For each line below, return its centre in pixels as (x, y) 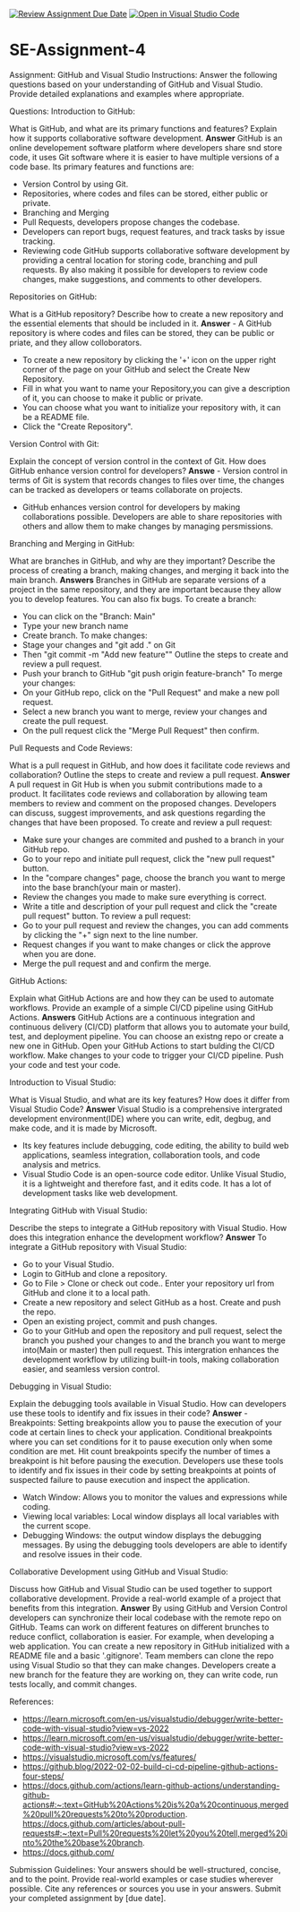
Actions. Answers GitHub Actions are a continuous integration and (132, 1017)
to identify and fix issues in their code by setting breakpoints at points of (143, 1470)
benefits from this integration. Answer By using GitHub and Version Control (149, 1607)
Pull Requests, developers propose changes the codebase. (131, 222)
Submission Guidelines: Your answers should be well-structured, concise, (145, 1869)
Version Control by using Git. (75, 184)
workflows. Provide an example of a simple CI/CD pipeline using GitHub (141, 1007)
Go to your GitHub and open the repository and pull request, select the (152, 1331)
